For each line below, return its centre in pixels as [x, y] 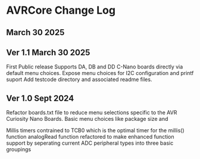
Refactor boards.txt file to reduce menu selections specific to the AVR [92, 113]
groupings [19, 149]
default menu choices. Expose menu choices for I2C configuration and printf [100, 73]
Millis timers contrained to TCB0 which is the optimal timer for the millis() [95, 130]
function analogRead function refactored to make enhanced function [90, 137]
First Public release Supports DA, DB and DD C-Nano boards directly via [95, 67]
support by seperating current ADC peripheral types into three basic [90, 143]
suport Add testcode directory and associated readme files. [79, 79]
